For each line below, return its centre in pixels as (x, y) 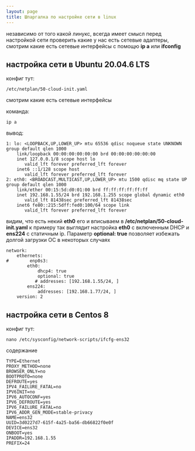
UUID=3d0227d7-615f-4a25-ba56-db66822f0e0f (60, 423)
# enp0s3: (27, 261)
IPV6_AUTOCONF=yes (28, 397)
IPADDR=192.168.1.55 (31, 438)
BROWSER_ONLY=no (26, 372)
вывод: (15, 133)
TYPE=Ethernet (23, 361)
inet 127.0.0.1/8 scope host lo (56, 159)
